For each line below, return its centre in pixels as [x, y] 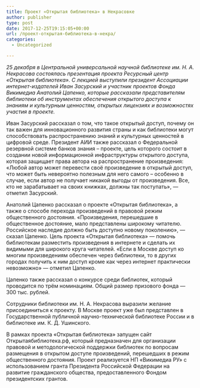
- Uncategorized [32, 45]
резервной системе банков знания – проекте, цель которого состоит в [96, 148]
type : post [20, 23]
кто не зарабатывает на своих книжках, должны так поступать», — [92, 186]
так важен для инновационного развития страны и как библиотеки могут [100, 130]
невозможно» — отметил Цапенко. [51, 268]
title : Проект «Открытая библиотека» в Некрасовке [70, 12]
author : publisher [29, 17]
